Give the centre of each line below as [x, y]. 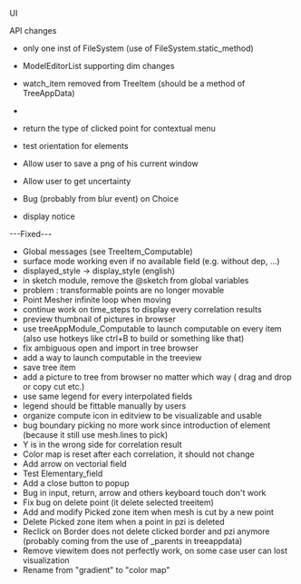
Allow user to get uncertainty [77, 181]
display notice [49, 216]
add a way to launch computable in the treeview [112, 357]
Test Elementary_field [63, 473]
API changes [33, 30]
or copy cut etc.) [53, 386]
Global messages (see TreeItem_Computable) [107, 252]
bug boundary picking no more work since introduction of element [146, 425]
